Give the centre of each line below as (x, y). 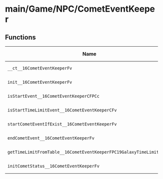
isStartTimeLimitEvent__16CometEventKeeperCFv (62, 110)
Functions (21, 37)
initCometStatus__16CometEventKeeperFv (53, 166)
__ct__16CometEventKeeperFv (40, 68)
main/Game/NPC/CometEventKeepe (80, 9)
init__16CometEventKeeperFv (40, 82)
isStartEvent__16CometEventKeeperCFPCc (53, 96)
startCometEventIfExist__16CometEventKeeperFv (62, 124)
